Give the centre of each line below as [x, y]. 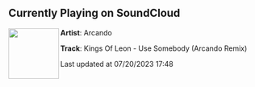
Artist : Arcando [86, 32]
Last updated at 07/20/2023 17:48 [117, 64]
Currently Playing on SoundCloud [94, 13]
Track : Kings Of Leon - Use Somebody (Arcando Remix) [154, 48]
